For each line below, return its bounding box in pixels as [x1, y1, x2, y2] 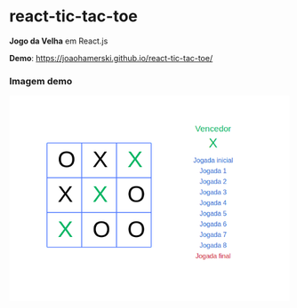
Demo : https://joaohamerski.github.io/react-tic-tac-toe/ [9, 52, 213, 63]
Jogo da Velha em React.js [9, 36, 108, 46]
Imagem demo [9, 75, 73, 87]
